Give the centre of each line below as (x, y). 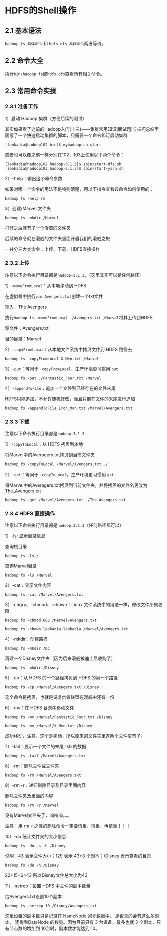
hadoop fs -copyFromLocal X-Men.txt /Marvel (52, 359)
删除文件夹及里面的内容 (29, 796)
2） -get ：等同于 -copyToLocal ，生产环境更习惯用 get (60, 475)
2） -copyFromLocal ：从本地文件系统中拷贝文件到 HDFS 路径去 (69, 349)
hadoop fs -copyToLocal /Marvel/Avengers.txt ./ (57, 464)
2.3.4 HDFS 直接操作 (30, 514)
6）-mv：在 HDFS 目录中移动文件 (40, 708)
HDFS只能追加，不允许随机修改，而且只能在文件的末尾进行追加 (70, 399)
